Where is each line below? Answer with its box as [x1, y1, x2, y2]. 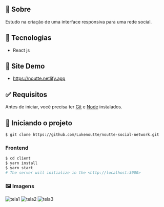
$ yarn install [5, 160, 38, 166]
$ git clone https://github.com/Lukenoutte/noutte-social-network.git [5, 132, 159, 137]
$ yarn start [5, 165, 33, 170]
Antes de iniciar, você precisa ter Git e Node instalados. [5, 104, 122, 110]
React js [12, 47, 30, 53]
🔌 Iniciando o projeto [5, 119, 73, 127]
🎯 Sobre [5, 5, 31, 14]
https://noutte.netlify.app [12, 75, 66, 82]
